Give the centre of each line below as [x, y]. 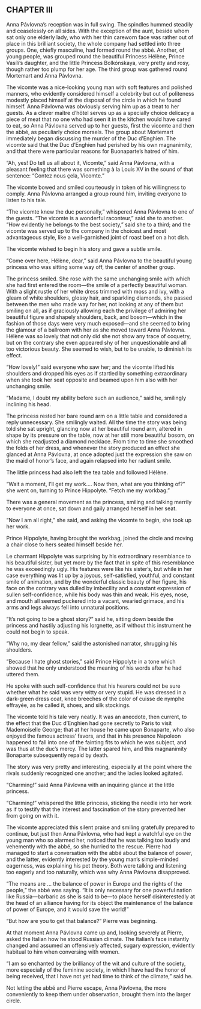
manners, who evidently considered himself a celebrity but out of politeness [100, 93]
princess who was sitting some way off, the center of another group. [91, 267]
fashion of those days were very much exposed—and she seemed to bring [98, 323]
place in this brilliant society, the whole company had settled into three [94, 43]
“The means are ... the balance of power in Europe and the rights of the [94, 883]
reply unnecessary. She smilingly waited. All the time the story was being [97, 422]
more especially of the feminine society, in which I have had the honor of [96, 970]
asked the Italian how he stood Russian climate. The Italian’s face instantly [98, 939]
